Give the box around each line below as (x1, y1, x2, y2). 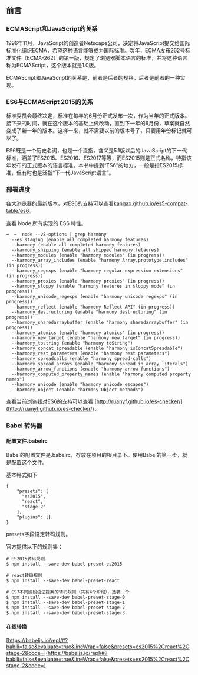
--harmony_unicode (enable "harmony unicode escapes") (11, 382, 149, 388)
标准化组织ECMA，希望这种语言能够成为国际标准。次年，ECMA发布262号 (6, 47, 186, 54)
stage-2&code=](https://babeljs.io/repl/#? (6, 649, 108, 656)
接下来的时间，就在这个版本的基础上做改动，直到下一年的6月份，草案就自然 (6, 119, 190, 126)
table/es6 (6, 207, 29, 215)
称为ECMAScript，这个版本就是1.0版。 (6, 61, 100, 69)
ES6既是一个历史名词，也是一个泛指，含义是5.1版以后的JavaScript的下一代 (6, 147, 187, 154)
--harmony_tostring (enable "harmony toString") (11, 340, 133, 346)
